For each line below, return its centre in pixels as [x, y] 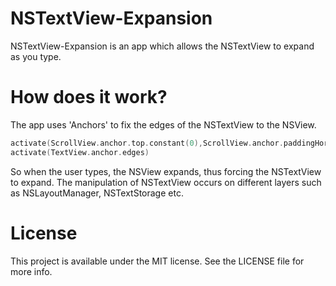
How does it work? [89, 97]
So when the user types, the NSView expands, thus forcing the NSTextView [166, 171]
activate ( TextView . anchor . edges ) [80, 152]
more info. [31, 271]
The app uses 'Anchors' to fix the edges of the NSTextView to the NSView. [163, 124]
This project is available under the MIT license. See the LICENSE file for [157, 261]
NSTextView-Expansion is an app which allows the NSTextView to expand [162, 46]
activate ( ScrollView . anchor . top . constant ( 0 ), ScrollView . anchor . [147, 143]
